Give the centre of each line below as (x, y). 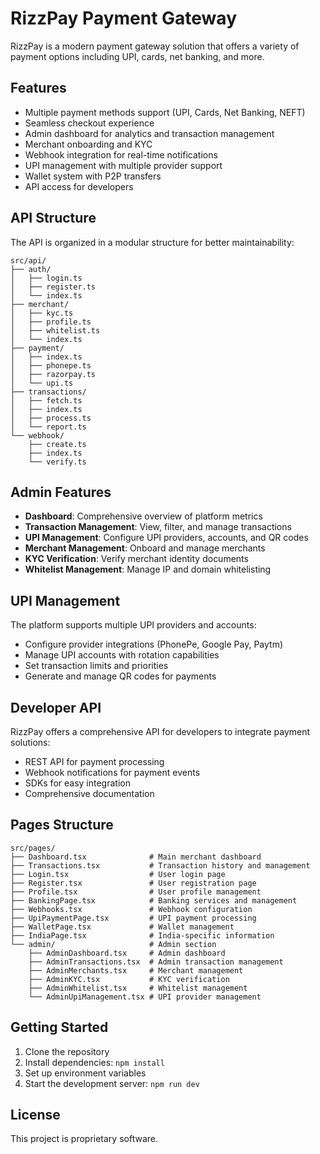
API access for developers (79, 186)
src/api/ (28, 260)
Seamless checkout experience (89, 123)
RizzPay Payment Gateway (123, 18)
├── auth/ (31, 269)
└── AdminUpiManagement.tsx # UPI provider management (145, 997)
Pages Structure (62, 825)
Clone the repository (67, 1051)
